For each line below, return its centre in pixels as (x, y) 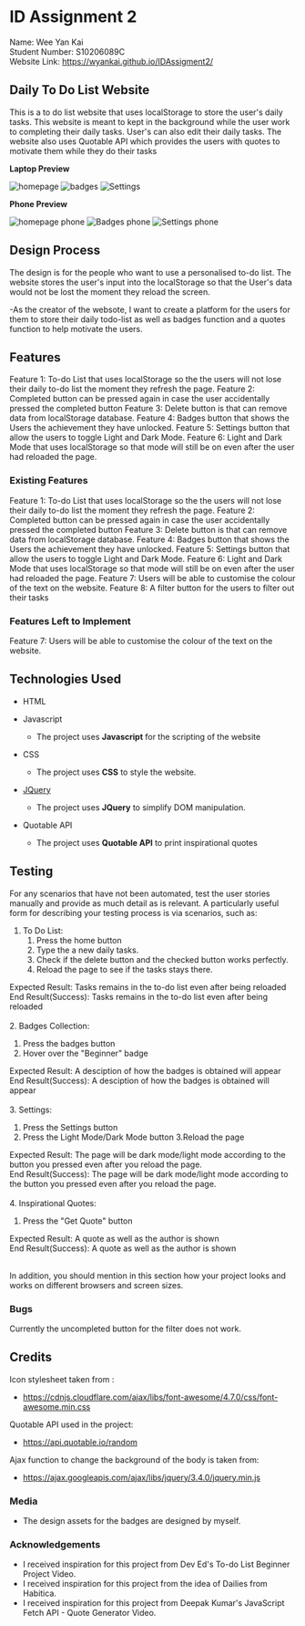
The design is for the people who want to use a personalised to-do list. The (150, 272)
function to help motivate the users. (76, 328)
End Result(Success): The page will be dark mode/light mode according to (149, 1173)
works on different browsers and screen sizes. (97, 1285)
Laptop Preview (40, 168)
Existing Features (49, 481)
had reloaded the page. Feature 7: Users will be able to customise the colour (152, 578)
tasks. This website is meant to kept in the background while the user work (150, 121)
